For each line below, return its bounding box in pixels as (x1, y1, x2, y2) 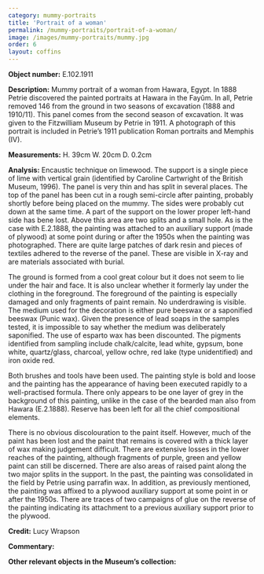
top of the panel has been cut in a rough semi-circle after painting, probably (8, 190, 254, 199)
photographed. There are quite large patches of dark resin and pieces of (8, 240, 243, 250)
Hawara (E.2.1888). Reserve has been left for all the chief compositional (8, 404, 240, 413)
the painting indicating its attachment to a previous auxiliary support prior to (8, 503, 254, 512)
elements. (8, 413, 41, 422)
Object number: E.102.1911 (8, 70, 94, 79)
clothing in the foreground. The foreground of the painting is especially (8, 289, 238, 298)
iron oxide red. (8, 356, 55, 365)
